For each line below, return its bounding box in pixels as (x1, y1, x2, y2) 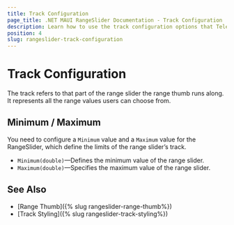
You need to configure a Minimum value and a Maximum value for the (7, 135, 196, 143)
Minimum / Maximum (7, 116, 101, 129)
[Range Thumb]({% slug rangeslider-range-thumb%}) (17, 202, 173, 210)
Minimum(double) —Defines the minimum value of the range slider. (17, 156, 205, 164)
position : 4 (7, 29, 42, 37)
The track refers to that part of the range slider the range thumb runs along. (7, 89, 224, 98)
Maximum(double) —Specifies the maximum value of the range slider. (17, 163, 211, 171)
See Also (7, 184, 47, 196)
